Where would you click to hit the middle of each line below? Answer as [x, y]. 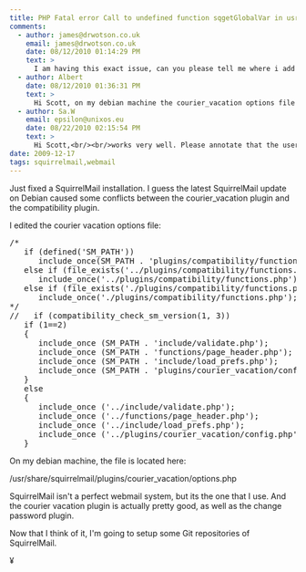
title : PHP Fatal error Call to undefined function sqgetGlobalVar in [146, 18]
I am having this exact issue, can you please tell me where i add [164, 69]
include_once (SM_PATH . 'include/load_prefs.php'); [158, 361]
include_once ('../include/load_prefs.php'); [142, 425]
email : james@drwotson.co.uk [81, 43]
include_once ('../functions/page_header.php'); [148, 416]
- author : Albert [51, 78]
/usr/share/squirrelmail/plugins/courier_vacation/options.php [123, 478]
